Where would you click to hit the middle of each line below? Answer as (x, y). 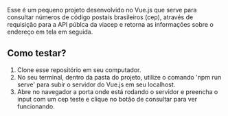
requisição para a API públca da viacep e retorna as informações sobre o (111, 24)
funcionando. (36, 106)
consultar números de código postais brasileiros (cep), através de (100, 17)
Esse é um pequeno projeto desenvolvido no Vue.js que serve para (102, 10)
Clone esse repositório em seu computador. (79, 70)
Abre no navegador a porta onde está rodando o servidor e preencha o (117, 91)
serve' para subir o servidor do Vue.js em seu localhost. (96, 84)
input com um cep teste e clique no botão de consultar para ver (107, 99)
